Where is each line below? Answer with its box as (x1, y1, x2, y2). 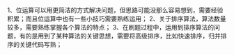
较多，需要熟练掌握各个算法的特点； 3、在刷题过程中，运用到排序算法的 (7, 23, 214, 31)
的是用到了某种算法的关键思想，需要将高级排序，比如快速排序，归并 (25, 32, 221, 40)
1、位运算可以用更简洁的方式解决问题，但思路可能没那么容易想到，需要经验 (7, 6, 224, 14)
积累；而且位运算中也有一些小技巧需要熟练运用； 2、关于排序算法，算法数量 (7, 14, 226, 23)
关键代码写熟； (19, 41, 63, 48)
